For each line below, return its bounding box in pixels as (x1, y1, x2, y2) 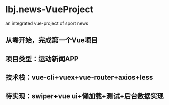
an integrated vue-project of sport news (5, 20, 88, 26)
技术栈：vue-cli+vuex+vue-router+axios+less (5, 73, 153, 82)
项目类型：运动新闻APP (5, 54, 79, 63)
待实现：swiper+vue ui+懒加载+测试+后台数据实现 (5, 92, 164, 100)
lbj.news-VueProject (5, 4, 94, 15)
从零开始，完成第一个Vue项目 (5, 36, 98, 45)
